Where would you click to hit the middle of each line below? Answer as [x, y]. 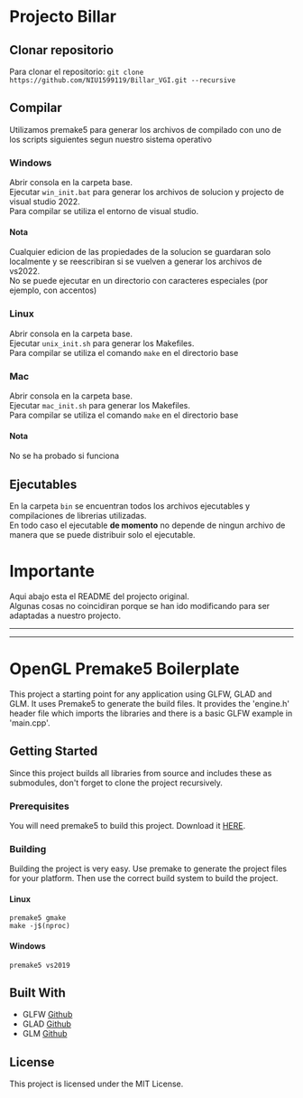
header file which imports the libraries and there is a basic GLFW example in [151, 713]
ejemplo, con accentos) [53, 290]
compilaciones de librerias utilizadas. [78, 515]
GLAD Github [47, 1024]
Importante [52, 572]
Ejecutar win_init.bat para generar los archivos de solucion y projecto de [147, 192]
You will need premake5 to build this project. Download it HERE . [128, 825]
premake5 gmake [38, 918]
